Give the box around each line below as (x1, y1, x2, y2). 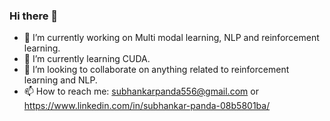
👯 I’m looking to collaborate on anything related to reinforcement (23, 64, 290, 76)
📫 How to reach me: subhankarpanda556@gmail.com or (23, 85, 259, 98)
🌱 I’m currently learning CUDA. (23, 53, 151, 65)
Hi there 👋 (9, 9, 59, 23)
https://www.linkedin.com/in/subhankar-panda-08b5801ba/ (23, 100, 271, 112)
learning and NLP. (23, 74, 98, 86)
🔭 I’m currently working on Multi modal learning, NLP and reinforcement (23, 32, 320, 44)
